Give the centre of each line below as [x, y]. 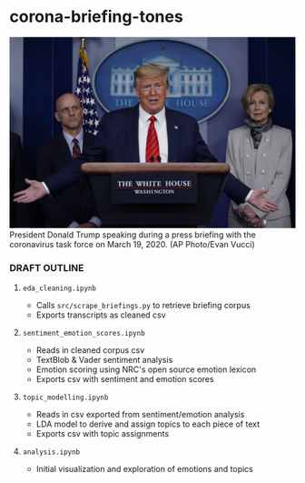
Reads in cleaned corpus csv [90, 350]
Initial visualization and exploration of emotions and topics [145, 468]
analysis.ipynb [51, 452]
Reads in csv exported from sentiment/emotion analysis [140, 414]
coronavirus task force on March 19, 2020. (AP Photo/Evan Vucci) [133, 244]
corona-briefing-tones [96, 17]
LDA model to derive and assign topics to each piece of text [148, 424]
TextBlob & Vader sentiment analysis [104, 359]
